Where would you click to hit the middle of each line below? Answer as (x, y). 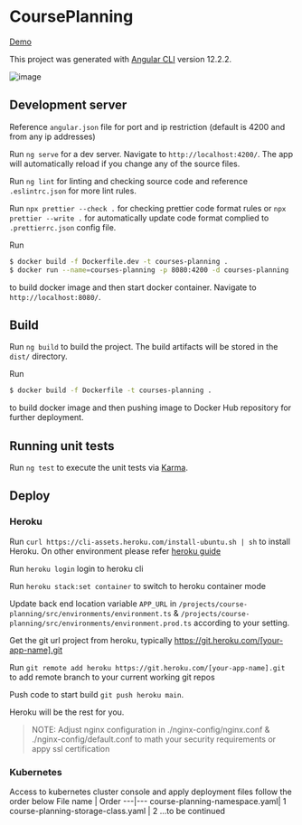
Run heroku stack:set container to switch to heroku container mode (138, 586)
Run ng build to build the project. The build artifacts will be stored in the (144, 347)
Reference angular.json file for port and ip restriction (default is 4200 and (147, 127)
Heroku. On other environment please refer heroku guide (115, 551)
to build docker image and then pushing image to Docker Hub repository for (151, 408)
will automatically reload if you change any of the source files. (125, 164)
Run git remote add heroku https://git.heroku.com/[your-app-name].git (147, 667)
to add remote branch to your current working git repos (112, 677)
